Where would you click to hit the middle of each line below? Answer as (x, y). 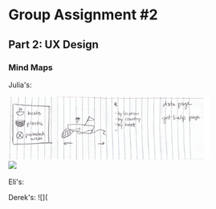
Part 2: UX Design (53, 45)
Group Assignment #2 (83, 15)
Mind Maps (31, 68)
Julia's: (20, 84)
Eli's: (16, 182)
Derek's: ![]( (28, 197)
